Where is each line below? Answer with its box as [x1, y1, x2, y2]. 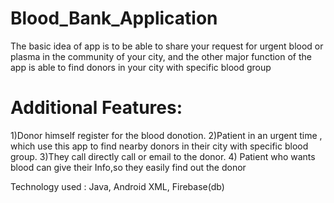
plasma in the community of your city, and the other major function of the [10, 50, 312, 62]
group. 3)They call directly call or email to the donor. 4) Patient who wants [10, 150, 316, 162]
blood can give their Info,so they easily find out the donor [10, 161, 247, 173]
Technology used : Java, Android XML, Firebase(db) [10, 180, 225, 192]
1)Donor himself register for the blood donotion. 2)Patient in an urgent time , [10, 129, 323, 141]
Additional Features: [10, 97, 183, 119]
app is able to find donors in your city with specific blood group [10, 61, 272, 73]
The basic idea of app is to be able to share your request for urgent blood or [10, 40, 324, 52]
